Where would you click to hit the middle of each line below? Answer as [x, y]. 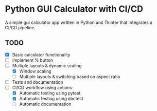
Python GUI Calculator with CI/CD [74, 9]
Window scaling [35, 71]
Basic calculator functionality [41, 55]
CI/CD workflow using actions [42, 88]
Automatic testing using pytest [50, 93]
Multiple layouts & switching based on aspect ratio [70, 77]
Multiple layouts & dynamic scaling [47, 65]
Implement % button [33, 60]
